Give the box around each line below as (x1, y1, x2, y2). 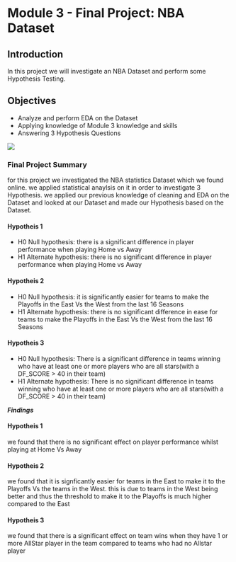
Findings (7, 406, 34, 414)
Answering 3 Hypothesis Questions (17, 129, 121, 137)
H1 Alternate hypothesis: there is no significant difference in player (17, 253, 213, 261)
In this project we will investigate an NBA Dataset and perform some (7, 67, 206, 75)
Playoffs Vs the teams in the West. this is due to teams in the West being (7, 485, 218, 493)
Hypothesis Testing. (7, 74, 66, 83)
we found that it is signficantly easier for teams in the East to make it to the (7, 477, 225, 486)
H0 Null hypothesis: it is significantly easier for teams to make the (17, 292, 210, 301)
